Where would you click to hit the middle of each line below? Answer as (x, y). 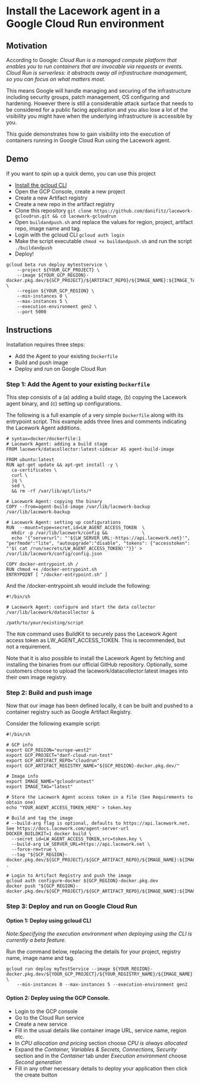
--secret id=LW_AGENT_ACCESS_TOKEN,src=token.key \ (77, 839)
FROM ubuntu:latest (30, 459)
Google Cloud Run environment (85, 24)
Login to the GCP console (46, 1011)
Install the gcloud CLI (41, 185)
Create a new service (41, 1024)
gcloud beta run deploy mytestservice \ (57, 265)
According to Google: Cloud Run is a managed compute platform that (92, 60)
